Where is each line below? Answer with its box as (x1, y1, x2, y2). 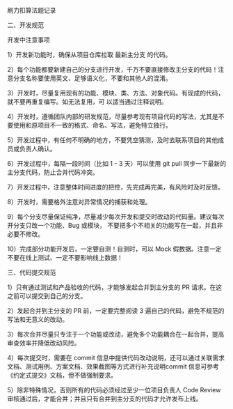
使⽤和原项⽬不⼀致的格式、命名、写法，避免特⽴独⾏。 (13, 121, 172, 129)
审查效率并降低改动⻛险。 (7, 339, 81, 347)
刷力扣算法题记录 (7, 6, 56, 14)
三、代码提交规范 (7, 268, 56, 277)
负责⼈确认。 (19, 145, 56, 153)
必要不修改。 (7, 230, 44, 238)
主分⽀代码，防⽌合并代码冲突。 (7, 168, 99, 176)
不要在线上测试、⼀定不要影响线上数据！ (7, 254, 123, 261)
